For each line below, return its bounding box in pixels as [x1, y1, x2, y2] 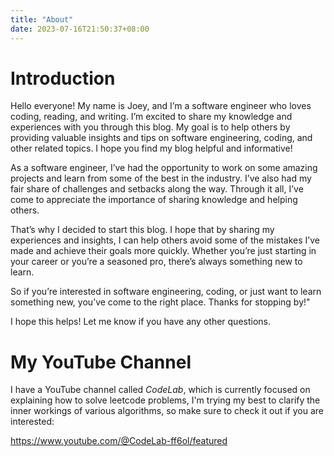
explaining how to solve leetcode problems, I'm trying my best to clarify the [10, 394, 321, 406]
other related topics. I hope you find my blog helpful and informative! [10, 142, 293, 155]
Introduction [10, 67, 116, 90]
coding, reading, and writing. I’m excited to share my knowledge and [10, 111, 293, 123]
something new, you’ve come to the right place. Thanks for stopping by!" [10, 296, 311, 308]
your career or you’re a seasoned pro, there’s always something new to [10, 256, 303, 268]
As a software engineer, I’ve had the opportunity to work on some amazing [10, 162, 318, 174]
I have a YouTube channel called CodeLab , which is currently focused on [10, 384, 311, 396]
